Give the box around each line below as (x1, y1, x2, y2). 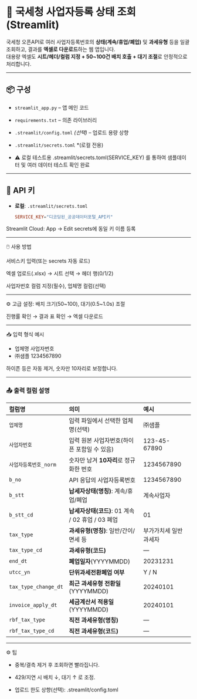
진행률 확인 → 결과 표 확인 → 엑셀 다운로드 (6, 313, 104, 320)
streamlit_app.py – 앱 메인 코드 (14, 104, 89, 111)
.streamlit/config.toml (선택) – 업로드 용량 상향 (14, 129, 129, 136)
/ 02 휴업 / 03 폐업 (69, 515, 118, 524)
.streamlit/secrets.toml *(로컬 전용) (14, 141, 104, 148)
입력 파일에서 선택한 (69, 416, 121, 424)
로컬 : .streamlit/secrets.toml (14, 202, 88, 209)
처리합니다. (6, 60, 32, 67)
